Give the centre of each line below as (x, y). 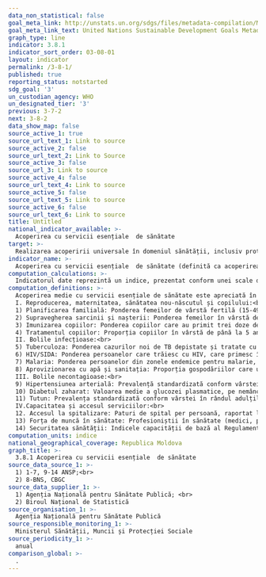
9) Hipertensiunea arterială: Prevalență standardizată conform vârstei (138, 384)
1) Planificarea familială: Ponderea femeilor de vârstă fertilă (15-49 (138, 310)
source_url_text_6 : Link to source (67, 215)
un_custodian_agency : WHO (51, 97)
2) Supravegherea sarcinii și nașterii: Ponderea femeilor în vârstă (132, 318)
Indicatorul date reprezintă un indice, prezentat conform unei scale (134, 281)
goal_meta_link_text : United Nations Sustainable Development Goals (123, 30)
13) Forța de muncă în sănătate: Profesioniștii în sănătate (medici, (134, 421)
